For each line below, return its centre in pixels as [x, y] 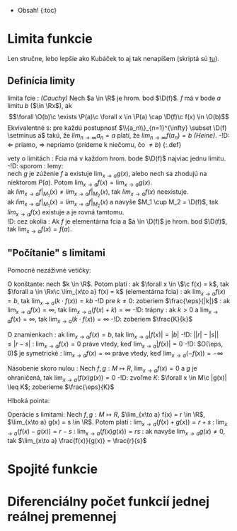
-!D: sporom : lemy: [35, 165]
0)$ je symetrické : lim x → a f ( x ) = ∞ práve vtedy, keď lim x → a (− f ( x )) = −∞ [115, 354]
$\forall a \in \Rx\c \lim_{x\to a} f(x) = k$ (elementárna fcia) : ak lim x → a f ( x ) [116, 292]
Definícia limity [41, 81]
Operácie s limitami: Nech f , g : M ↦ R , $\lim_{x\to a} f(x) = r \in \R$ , [106, 414]
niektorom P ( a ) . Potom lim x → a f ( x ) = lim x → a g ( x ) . [80, 184]
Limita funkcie [50, 39]
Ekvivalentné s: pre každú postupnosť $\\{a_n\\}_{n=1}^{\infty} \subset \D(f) [117, 128]
